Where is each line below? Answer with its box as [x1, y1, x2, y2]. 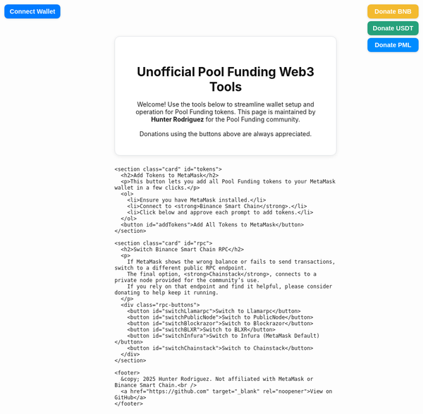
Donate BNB [374, 8, 412, 16]
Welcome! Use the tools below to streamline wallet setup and [137, 100, 314, 109]
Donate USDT [372, 25, 414, 32]
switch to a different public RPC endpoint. [114, 264, 247, 272]
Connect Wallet [9, 8, 56, 16]
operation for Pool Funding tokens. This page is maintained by [135, 108, 317, 116]
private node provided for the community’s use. [114, 277, 260, 284]
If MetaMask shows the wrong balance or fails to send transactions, [127, 258, 336, 266]
